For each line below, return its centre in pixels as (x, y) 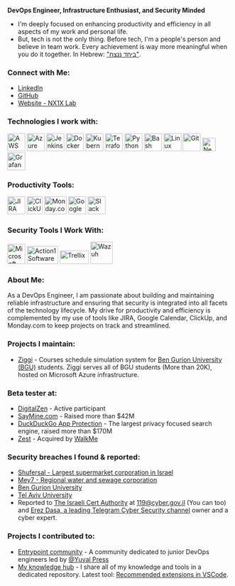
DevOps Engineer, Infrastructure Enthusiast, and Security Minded (106, 10)
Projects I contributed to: (51, 536)
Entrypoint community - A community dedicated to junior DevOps (113, 552)
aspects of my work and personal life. (73, 32)
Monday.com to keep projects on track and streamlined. (89, 325)
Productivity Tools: (41, 185)
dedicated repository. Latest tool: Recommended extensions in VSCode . (123, 574)
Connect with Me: (39, 72)
